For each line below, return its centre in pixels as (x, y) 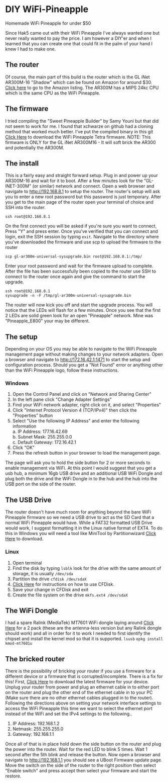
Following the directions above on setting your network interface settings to (83, 703)
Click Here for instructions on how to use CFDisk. (63, 584)
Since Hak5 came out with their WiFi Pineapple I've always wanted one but (82, 33)
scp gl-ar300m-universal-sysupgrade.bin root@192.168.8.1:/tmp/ (74, 257)
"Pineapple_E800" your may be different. (48, 321)
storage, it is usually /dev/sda (43, 573)
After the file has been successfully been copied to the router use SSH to (81, 271)
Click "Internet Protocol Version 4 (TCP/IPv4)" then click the (74, 410)
